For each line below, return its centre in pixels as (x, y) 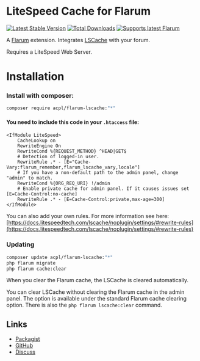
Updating (20, 244)
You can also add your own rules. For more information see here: (88, 216)
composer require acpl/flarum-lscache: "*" (61, 108)
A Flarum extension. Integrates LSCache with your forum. (78, 40)
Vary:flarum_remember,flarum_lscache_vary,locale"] (73, 167)
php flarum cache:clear (37, 269)
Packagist (28, 339)
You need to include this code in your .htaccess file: (73, 122)
